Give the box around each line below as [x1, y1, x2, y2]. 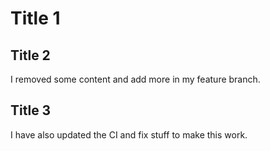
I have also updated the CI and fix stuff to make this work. [10, 128, 248, 141]
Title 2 [10, 47, 51, 64]
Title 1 [10, 7, 61, 30]
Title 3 [10, 102, 52, 119]
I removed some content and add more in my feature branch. [10, 73, 261, 85]
